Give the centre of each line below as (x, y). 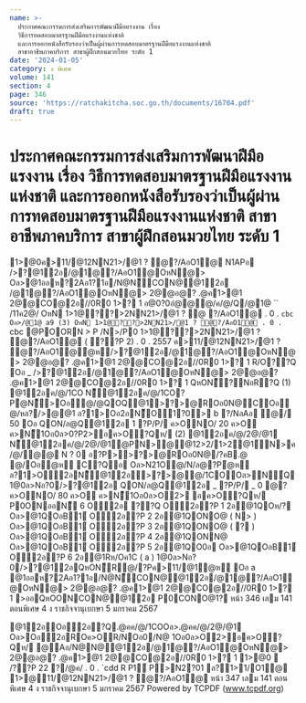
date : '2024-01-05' (47, 60)
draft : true (32, 111)
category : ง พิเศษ (41, 69)
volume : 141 (32, 78)
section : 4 (30, 86)
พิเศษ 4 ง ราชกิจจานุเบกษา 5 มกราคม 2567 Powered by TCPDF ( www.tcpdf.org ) (147, 688)
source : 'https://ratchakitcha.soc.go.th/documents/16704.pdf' (132, 103)
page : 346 (28, 94)
